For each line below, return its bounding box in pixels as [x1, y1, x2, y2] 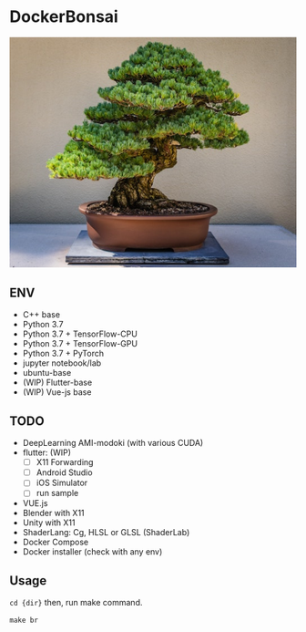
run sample [36, 488, 79, 499]
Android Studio [36, 467, 93, 478]
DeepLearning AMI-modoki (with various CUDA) [22, 438, 204, 449]
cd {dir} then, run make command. [9, 597, 143, 608]
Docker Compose [22, 536, 89, 548]
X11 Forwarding [36, 457, 94, 468]
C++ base [22, 309, 61, 320]
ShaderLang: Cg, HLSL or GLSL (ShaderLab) [22, 527, 190, 538]
